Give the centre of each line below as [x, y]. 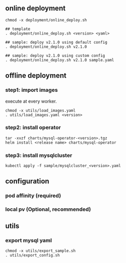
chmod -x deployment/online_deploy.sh [46, 20]
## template [18, 29]
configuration [27, 182]
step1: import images [32, 90]
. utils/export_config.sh [32, 255]
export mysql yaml [29, 240]
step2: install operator [33, 127]
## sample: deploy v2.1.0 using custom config [55, 55]
